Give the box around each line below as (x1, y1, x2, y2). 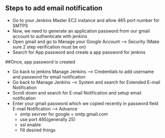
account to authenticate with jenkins (12, 33, 87, 39)
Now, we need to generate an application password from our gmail (12, 27, 150, 34)
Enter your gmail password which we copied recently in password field (12, 100, 158, 106)
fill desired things (19, 127, 56, 133)
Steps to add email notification (5, 4, 102, 12)
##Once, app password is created (5, 58, 75, 64)
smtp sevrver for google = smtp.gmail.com (19, 111, 108, 117)
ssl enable (19, 121, 41, 127)
